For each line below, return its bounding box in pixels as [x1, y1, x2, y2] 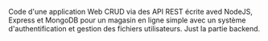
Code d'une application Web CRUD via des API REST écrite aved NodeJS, [8, 7, 254, 16]
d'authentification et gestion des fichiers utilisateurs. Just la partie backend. [8, 24, 261, 33]
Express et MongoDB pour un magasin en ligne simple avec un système [8, 15, 246, 25]
